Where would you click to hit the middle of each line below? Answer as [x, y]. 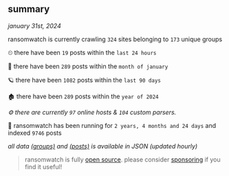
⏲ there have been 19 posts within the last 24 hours [82, 52]
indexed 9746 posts [35, 133]
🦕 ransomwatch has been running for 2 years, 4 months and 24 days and [112, 125]
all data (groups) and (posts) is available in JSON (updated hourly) [103, 146]
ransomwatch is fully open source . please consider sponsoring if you [122, 159]
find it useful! [43, 166]
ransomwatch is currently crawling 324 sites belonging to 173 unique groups [115, 39]
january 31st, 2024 [34, 25]
